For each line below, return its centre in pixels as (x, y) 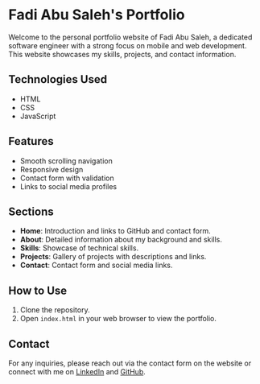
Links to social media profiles (68, 186)
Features (31, 141)
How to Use (38, 290)
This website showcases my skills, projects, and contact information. (122, 54)
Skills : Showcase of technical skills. (79, 248)
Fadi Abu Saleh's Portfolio (97, 15)
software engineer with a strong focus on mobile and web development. (128, 45)
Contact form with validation (67, 178)
